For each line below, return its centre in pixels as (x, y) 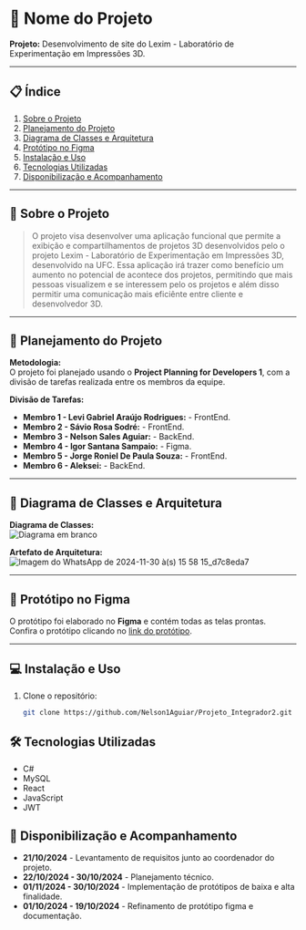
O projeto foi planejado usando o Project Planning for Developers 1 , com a (150, 372)
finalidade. (42, 896)
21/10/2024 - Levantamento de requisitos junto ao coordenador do (148, 858)
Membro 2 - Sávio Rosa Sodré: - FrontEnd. (103, 427)
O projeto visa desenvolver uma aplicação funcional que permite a (156, 235)
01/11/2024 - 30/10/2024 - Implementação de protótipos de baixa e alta (158, 887)
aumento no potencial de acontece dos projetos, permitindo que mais (162, 274)
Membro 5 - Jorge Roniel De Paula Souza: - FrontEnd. (125, 456)
